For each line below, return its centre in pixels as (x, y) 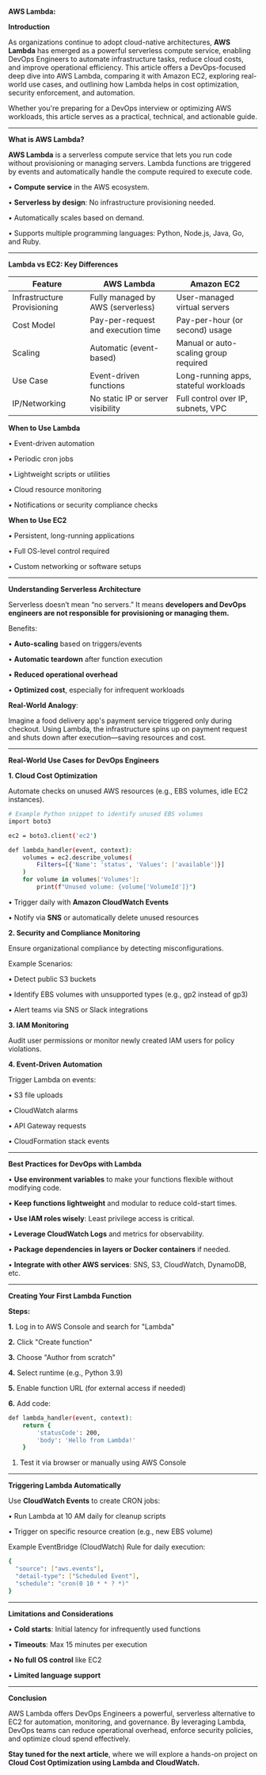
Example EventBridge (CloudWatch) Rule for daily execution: (107, 1547)
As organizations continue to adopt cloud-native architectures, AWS (120, 42)
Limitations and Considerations (61, 1613)
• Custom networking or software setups (75, 566)
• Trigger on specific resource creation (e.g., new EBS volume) (111, 1531)
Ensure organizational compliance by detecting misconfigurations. (116, 948)
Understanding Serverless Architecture (74, 589)
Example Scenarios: (41, 963)
